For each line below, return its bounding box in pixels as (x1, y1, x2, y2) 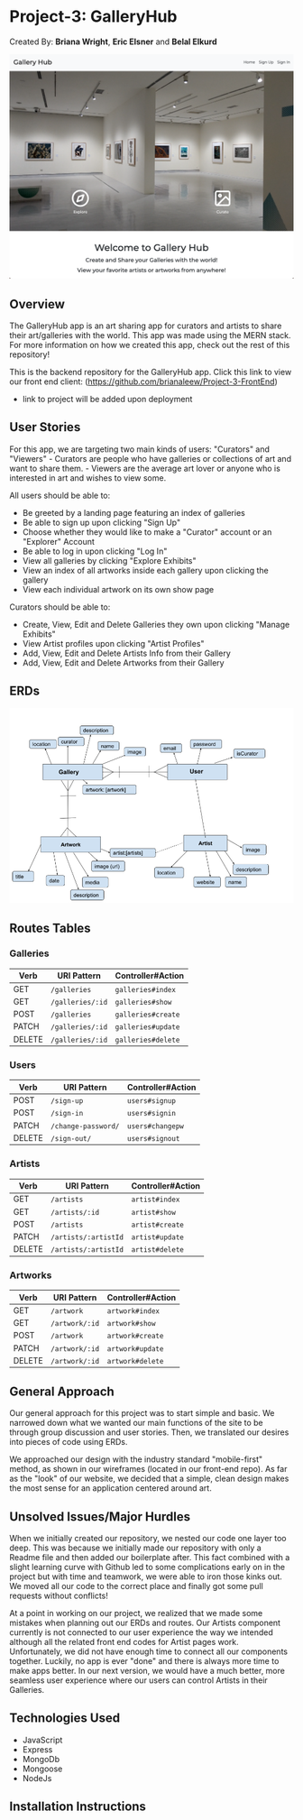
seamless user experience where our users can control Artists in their (9, 1675, 268, 1686)
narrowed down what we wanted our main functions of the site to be (9, 1418, 263, 1429)
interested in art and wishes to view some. (9, 472, 167, 483)
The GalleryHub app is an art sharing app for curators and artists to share (9, 320, 282, 331)
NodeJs (22, 1772, 52, 1783)
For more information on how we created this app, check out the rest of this (9, 339, 290, 350)
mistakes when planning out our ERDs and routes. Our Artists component (9, 1617, 281, 1629)
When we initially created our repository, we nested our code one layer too (9, 1533, 287, 1544)
